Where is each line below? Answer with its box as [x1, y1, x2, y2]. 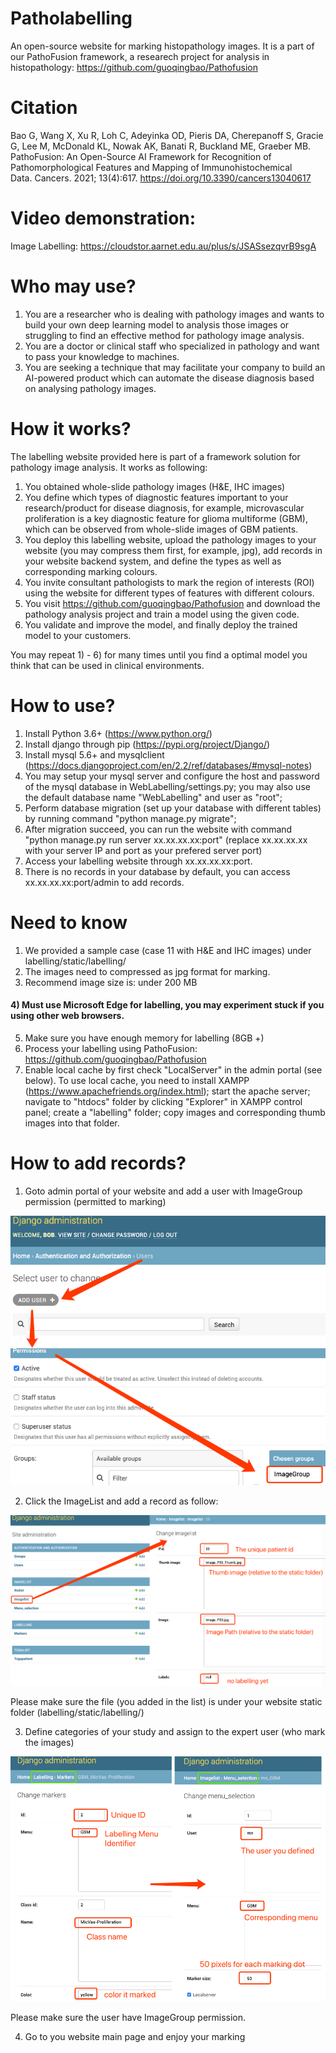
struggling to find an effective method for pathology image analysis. [24, 329, 305, 341]
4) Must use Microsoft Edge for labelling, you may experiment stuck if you [10, 999, 325, 1011]
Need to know [10, 911, 128, 934]
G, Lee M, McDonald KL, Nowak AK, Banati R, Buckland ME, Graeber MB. [10, 140, 312, 152]
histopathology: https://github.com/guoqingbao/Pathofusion [10, 61, 258, 73]
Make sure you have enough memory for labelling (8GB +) [24, 1032, 265, 1044]
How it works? [10, 417, 132, 440]
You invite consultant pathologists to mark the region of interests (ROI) [24, 576, 315, 588]
